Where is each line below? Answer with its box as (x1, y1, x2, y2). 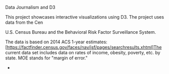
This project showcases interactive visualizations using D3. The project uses (5, 14, 164, 20)
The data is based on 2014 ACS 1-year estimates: (5, 39, 107, 45)
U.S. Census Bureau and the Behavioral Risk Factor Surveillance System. (5, 29, 156, 35)
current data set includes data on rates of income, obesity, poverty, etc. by (5, 50, 160, 55)
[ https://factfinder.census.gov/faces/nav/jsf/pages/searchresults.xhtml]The (5, 44, 162, 50)
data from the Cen (5, 20, 43, 25)
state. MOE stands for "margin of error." (5, 55, 88, 61)
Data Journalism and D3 (5, 5, 55, 10)
